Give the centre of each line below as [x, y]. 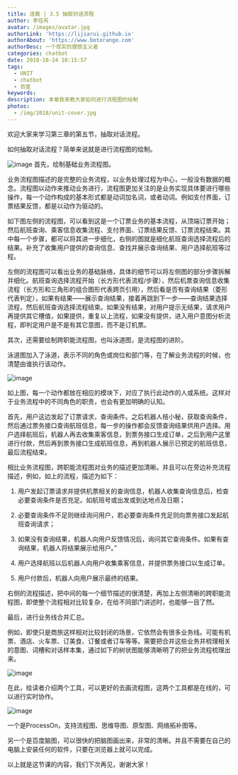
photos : [19, 106]
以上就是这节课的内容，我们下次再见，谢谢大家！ [79, 764]
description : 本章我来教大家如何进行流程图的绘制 [73, 100]
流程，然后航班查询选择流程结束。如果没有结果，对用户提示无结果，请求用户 [119, 307]
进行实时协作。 [35, 696]
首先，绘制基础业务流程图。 [75, 164]
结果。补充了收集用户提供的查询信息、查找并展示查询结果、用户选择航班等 [116, 247]
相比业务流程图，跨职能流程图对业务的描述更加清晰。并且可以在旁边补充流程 [119, 467]
